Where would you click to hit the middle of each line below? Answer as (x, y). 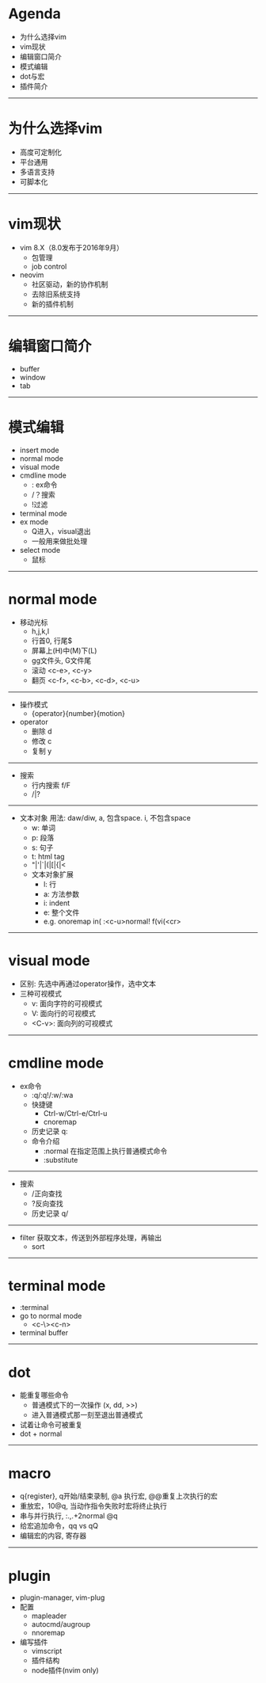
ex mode (34, 522)
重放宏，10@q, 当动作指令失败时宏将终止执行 (93, 1506)
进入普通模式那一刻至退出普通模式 (87, 1415)
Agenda (34, 14)
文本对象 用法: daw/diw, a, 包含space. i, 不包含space (105, 817)
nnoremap (48, 1633)
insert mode (39, 450)
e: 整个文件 (61, 912)
